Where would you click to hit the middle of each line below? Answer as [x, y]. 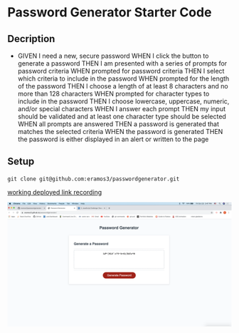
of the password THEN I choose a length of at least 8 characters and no [123, 86]
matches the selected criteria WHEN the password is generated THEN [120, 132]
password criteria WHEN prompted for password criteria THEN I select [121, 71]
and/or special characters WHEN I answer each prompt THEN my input [122, 109]
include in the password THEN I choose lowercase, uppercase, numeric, [123, 101]
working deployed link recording [55, 192]
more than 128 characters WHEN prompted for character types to [113, 94]
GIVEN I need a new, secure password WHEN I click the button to [113, 56]
